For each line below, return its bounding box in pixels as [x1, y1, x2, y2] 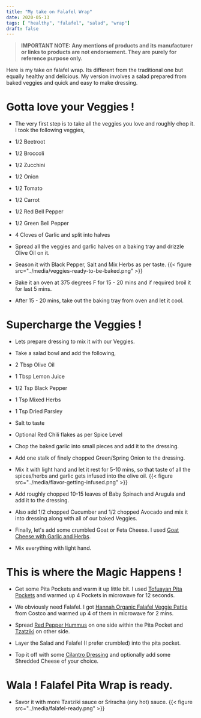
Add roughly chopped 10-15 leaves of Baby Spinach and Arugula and [14, 490, 185, 497]
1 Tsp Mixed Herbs [14, 396, 61, 403]
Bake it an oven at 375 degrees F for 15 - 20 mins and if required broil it [14, 279, 191, 286]
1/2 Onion [14, 173, 39, 180]
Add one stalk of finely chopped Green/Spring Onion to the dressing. [14, 454, 185, 461]
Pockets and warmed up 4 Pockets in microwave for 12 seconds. [14, 592, 175, 599]
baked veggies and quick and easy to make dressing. [6, 79, 138, 87]
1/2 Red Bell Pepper [14, 208, 64, 215]
